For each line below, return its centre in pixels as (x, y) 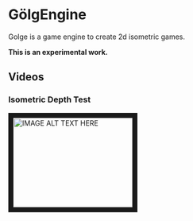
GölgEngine (48, 15)
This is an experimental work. (58, 52)
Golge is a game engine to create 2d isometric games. (96, 37)
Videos (26, 77)
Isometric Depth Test (50, 99)
